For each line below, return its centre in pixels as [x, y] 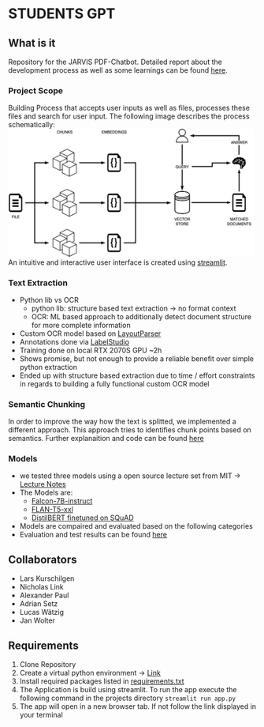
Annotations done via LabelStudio [74, 341]
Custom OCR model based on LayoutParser [90, 333]
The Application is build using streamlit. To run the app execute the [128, 690]
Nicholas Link [42, 587]
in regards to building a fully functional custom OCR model [114, 383]
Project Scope [35, 90]
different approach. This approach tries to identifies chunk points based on [130, 430]
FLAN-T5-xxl [52, 510]
